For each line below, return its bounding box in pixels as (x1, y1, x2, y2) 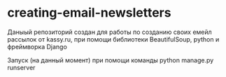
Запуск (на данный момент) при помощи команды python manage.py (7, 55, 214, 64)
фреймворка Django (7, 42, 68, 51)
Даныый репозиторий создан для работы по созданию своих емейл (7, 28, 212, 36)
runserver (7, 63, 36, 71)
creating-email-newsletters (7, 5, 171, 21)
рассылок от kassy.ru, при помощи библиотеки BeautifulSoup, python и (7, 35, 220, 43)
